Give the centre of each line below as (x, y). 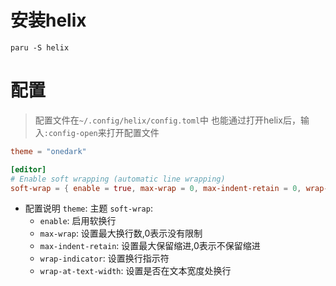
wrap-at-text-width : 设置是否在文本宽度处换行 (135, 271)
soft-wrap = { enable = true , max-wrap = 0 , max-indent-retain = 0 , (156, 188)
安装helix (48, 20)
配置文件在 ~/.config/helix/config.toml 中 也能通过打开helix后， (167, 120)
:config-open (70, 133)
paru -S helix (40, 47)
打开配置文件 (133, 132)
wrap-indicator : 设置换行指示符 (104, 258)
